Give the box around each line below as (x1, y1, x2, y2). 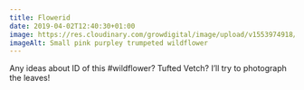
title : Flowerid (9, 13, 71, 22)
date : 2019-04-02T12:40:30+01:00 (9, 22, 136, 31)
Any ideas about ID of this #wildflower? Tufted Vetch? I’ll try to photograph (9, 63, 288, 74)
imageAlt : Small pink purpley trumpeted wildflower (9, 38, 208, 48)
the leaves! (9, 73, 51, 84)
